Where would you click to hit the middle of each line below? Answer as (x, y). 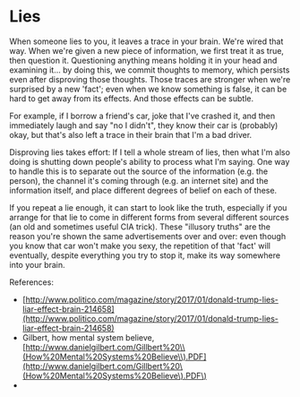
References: (31, 282)
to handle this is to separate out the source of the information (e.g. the (139, 171)
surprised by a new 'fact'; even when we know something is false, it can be (148, 89)
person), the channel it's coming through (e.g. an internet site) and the (139, 180)
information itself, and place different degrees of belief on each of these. (143, 190)
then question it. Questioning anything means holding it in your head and (143, 60)
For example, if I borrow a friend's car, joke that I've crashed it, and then (142, 116)
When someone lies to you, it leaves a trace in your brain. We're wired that (146, 41)
